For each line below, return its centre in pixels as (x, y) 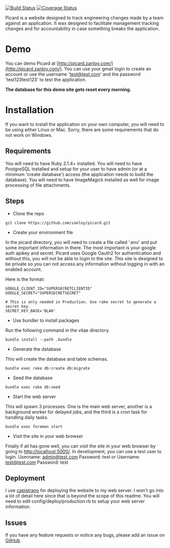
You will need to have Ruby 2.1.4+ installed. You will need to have (74, 163)
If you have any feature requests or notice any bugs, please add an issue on (85, 535)
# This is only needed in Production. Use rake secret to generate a (81, 302)
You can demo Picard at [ (32, 63)
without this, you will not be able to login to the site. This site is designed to (84, 258)
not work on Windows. (29, 135)
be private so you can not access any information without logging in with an (85, 264)
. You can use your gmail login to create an (106, 68)
